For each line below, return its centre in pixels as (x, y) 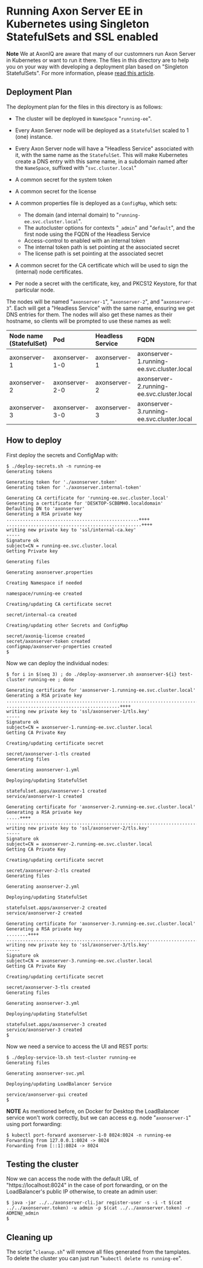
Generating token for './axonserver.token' (62, 482)
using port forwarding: (34, 1124)
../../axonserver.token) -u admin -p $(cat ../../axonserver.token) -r (98, 1208)
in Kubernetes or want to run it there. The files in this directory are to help (98, 60)
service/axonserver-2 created (44, 913)
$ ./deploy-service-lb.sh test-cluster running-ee (71, 1057)
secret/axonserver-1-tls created (48, 754)
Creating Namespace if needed (44, 583)
